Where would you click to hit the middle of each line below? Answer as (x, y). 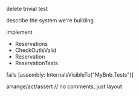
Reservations (31, 44)
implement (20, 32)
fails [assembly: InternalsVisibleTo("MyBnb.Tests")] (70, 75)
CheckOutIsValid (36, 50)
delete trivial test (27, 9)
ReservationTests (37, 63)
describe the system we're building (50, 20)
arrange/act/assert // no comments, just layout (64, 86)
